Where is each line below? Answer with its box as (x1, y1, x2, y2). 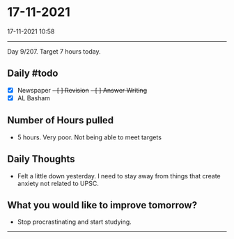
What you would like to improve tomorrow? (7, 199, 197, 211)
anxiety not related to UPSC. (17, 179, 99, 187)
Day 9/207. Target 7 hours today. (7, 47, 101, 56)
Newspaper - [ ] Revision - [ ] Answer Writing (17, 86, 148, 94)
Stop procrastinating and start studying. (17, 217, 132, 226)
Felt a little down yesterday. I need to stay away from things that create (17, 171, 221, 180)
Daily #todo (7, 68, 58, 79)
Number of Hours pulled (7, 114, 114, 126)
